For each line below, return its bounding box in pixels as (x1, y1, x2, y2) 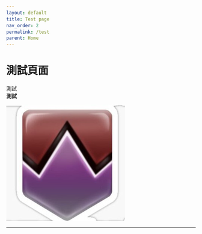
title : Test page (6, 16, 50, 22)
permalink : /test (6, 29, 50, 35)
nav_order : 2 (6, 22, 39, 28)
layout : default (6, 10, 47, 16)
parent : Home (6, 35, 39, 42)
